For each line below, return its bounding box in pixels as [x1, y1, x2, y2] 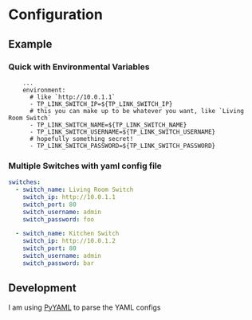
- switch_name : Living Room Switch [15, 185, 134, 194]
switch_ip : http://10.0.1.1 [22, 193, 116, 201]
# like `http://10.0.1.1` [29, 93, 116, 101]
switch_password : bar [22, 259, 94, 267]
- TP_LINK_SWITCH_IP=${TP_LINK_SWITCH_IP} [29, 100, 173, 108]
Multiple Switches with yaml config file [8, 160, 162, 171]
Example [8, 37, 53, 51]
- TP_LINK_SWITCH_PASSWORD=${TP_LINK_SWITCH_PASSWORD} [29, 142, 216, 150]
